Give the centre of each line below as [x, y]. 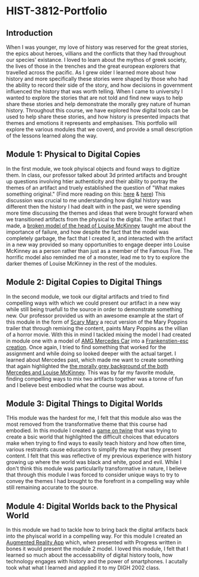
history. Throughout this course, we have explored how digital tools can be [97, 110]
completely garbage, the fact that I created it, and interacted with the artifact [99, 238]
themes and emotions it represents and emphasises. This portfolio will [92, 123]
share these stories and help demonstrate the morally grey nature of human [98, 104]
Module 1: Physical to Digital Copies [73, 154]
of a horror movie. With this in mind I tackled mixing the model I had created [99, 334]
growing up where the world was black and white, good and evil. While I [94, 462]
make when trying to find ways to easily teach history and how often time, [96, 443]
